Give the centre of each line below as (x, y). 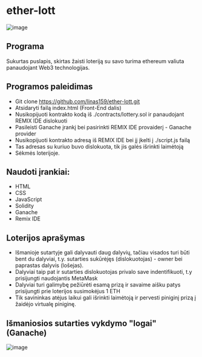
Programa (25, 46)
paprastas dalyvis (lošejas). (49, 265)
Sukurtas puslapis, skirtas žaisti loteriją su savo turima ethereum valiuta (95, 61)
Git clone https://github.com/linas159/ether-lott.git (77, 101)
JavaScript (28, 199)
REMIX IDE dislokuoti (41, 121)
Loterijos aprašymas (46, 238)
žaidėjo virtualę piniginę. (46, 304)
